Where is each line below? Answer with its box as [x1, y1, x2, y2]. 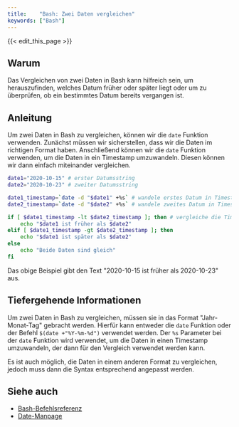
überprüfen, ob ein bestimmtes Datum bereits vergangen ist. [7, 91, 185, 100]
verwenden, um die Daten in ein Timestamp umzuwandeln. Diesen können [7, 154, 225, 162]
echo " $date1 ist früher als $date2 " [20, 220, 132, 228]
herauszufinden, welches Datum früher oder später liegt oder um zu [7, 83, 207, 93]
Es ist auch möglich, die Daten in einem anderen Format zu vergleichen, [7, 357, 218, 366]
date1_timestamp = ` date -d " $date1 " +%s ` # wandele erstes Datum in [7, 194, 212, 201]
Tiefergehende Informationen [7, 295, 142, 307]
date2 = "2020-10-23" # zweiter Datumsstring [7, 181, 139, 189]
